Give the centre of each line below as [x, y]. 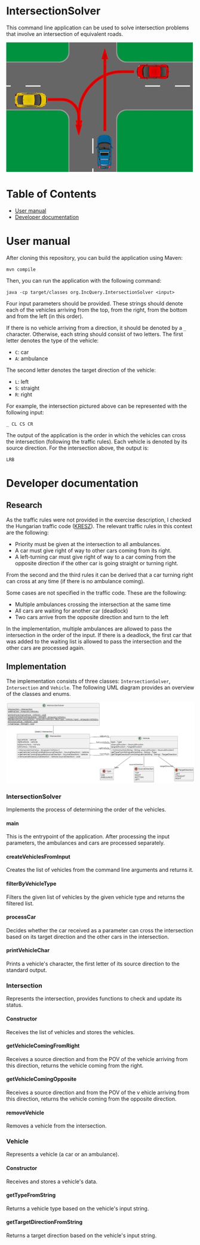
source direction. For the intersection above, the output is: [78, 448]
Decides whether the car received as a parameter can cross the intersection [100, 930]
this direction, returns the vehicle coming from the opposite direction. [92, 1099]
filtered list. [20, 903]
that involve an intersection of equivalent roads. [65, 34]
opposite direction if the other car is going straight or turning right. [96, 563]
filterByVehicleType [31, 883]
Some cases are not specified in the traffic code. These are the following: [96, 593]
